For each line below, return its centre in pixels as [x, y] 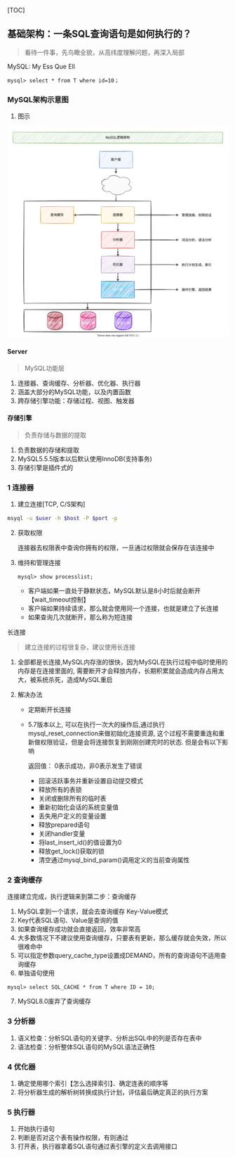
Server [18, 352]
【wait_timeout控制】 [59, 600]
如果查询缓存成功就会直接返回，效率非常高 [79, 929]
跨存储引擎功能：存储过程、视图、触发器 [76, 400]
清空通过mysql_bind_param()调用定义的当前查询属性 [114, 860]
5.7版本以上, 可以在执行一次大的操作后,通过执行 [96, 725]
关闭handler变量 [62, 834]
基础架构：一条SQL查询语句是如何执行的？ [99, 34]
